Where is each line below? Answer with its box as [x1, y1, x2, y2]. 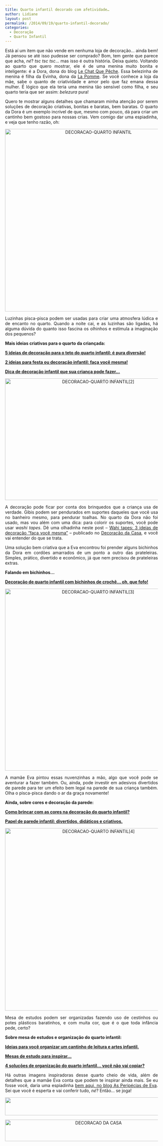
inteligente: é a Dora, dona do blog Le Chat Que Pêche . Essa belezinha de [5, 68, 158, 74]
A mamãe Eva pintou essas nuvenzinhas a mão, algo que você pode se [5, 775, 158, 780]
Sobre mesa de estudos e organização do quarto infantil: [5, 1034, 122, 1040]
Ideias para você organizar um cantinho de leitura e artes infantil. [5, 1044, 139, 1050]
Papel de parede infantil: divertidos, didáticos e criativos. [5, 818, 123, 824]
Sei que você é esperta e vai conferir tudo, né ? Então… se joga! [5, 1088, 132, 1093]
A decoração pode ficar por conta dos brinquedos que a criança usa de [5, 504, 158, 510]
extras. [5, 560, 19, 566]
